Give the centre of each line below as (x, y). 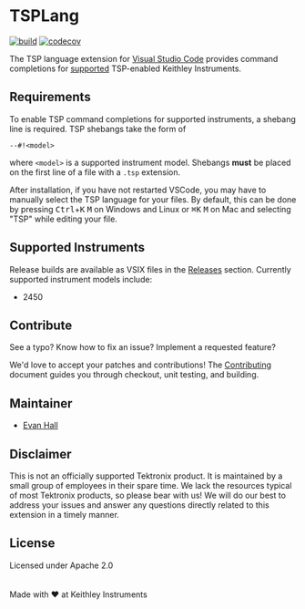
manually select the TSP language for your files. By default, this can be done (153, 199)
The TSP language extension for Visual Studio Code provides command (144, 58)
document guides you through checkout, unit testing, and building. (134, 375)
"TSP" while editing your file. (64, 219)
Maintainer (41, 403)
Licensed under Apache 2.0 (61, 565)
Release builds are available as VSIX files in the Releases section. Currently (150, 269)
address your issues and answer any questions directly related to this (140, 505)
